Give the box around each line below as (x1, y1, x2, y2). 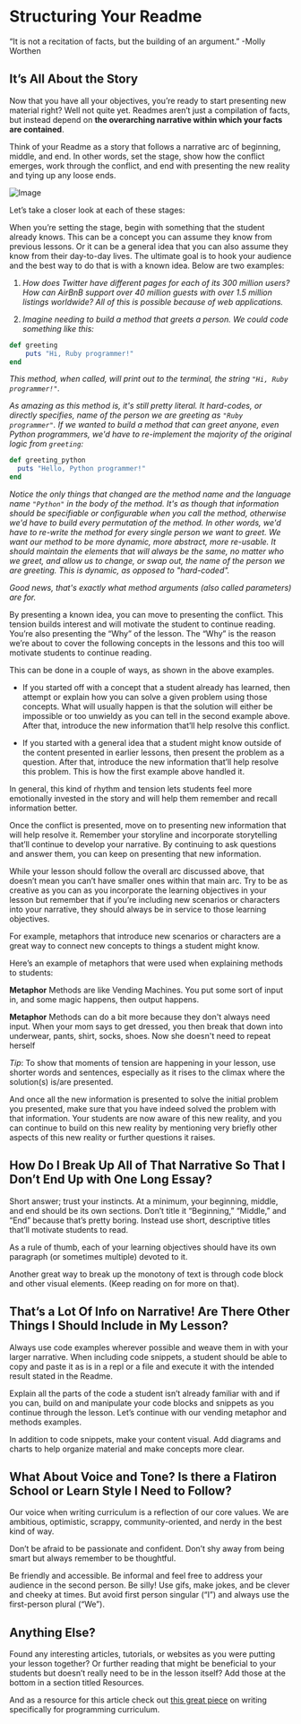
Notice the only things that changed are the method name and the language (9, 489, 291, 499)
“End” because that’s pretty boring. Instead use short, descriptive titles (9, 1215, 271, 1226)
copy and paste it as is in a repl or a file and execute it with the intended (9, 1361, 275, 1372)
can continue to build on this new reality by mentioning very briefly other (9, 1122, 278, 1133)
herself (9, 1040, 36, 1051)
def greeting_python (9, 455, 87, 465)
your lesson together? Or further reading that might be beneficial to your (9, 1659, 277, 1669)
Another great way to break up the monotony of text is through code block (9, 1269, 284, 1279)
